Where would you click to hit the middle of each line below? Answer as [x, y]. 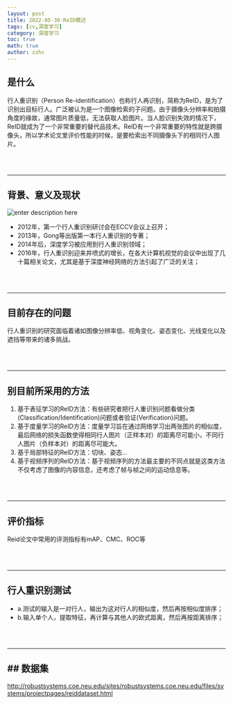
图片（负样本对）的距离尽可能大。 [72, 444]
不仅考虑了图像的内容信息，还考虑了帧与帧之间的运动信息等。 [105, 470]
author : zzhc [26, 53]
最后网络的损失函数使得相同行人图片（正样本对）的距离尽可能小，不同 [118, 435]
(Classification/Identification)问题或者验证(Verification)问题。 [104, 418]
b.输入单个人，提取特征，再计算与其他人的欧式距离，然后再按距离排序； [120, 617]
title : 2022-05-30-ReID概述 [47, 20]
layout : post [26, 14]
